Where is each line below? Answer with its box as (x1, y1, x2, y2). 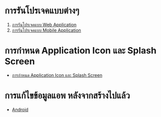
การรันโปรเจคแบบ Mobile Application (11, 27, 81, 33)
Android (11, 107, 28, 113)
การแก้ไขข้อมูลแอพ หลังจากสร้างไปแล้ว (4, 90, 130, 101)
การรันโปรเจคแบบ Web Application (11, 21, 77, 27)
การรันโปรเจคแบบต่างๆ (4, 5, 79, 16)
